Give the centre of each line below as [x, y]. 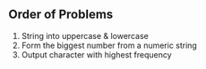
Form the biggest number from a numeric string [109, 45]
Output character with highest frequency [96, 54]
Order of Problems [61, 15]
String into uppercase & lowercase [85, 35]
